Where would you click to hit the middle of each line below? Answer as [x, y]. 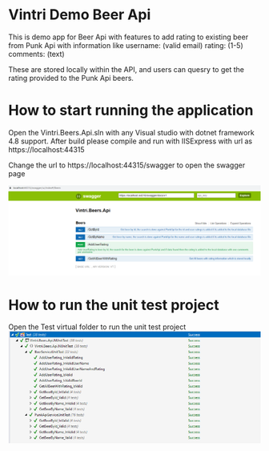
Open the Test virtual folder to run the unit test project [97, 327]
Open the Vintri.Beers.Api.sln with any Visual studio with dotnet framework [131, 132]
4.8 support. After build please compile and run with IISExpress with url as [130, 141]
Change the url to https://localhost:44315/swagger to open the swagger [127, 165]
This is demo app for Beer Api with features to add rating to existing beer [128, 37]
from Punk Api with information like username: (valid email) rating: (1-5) [126, 45]
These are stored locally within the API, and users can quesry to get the [126, 69]
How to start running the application [131, 111]
